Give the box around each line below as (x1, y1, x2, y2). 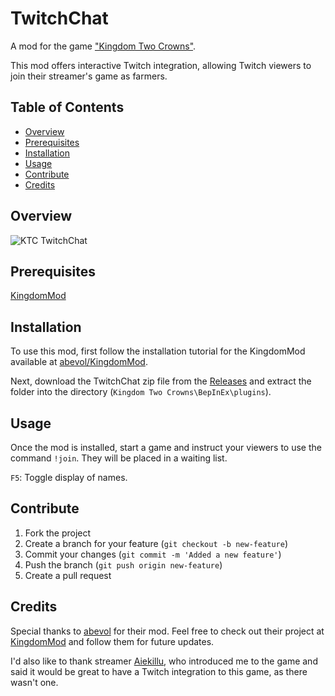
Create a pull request (24, 569, 112, 581)
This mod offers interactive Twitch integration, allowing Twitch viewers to (10, 59, 312, 71)
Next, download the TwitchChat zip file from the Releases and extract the (10, 375, 312, 387)
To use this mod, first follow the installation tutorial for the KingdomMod (10, 345, 306, 357)
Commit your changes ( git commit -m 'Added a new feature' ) (24, 548, 282, 560)
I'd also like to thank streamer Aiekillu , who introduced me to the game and (10, 655, 318, 667)
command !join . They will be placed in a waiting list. (10, 452, 228, 464)
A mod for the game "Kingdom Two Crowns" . (10, 40, 197, 52)
